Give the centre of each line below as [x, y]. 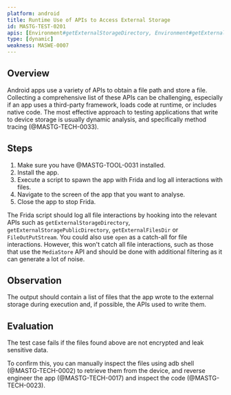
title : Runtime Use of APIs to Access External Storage [89, 20]
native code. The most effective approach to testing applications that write [113, 112]
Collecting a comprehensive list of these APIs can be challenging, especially [115, 97]
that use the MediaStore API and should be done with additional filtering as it [115, 252]
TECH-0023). [26, 385]
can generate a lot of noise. [46, 259]
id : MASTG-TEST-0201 [37, 26]
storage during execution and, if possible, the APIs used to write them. [107, 305]
